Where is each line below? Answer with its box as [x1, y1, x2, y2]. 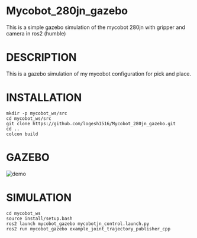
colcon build [6, 131, 38, 137]
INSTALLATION [6, 91, 82, 105]
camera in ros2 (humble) [6, 30, 66, 37]
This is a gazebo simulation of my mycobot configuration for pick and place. [6, 70, 192, 77]
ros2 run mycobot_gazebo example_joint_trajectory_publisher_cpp [6, 226, 170, 232]
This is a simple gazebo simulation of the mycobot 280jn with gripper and [6, 24, 185, 31]
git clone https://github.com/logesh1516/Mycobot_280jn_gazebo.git [6, 120, 176, 126]
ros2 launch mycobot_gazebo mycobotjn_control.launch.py [6, 220, 150, 227]
